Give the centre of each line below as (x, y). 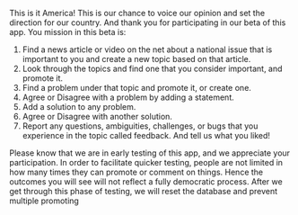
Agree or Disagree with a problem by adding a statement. (128, 97)
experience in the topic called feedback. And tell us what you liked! (146, 135)
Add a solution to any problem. (79, 107)
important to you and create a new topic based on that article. (136, 59)
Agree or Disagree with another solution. (97, 116)
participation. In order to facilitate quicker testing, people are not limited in (146, 162)
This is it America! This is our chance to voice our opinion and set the (137, 13)
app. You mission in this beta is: (68, 32)
